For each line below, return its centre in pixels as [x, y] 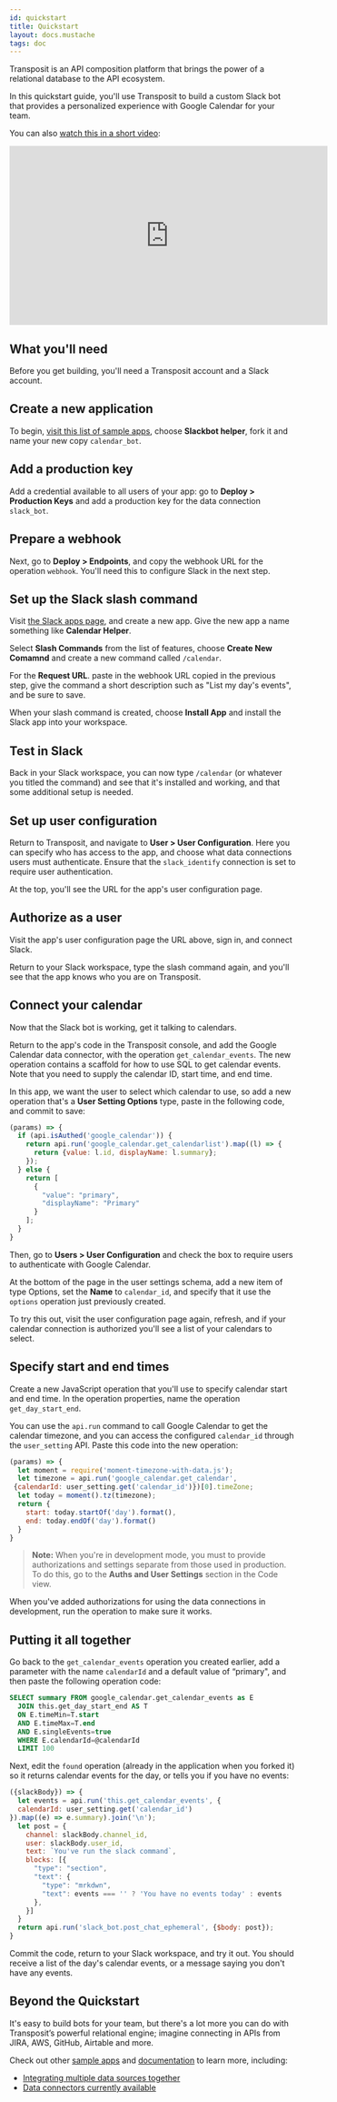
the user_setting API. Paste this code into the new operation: [124, 1445]
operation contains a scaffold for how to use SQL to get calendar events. [145, 1064]
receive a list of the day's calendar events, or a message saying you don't [147, 1963]
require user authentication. [61, 871]
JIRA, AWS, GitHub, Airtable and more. [82, 2042]
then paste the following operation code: [85, 1681]
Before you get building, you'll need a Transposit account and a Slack [139, 371]
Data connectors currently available [89, 2087]
